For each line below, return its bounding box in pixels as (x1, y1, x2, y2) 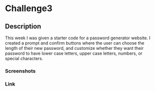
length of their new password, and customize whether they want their (5, 45, 144, 51)
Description (5, 22, 41, 30)
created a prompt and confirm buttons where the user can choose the (5, 40, 144, 46)
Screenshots (5, 67, 36, 74)
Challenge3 (5, 3, 53, 14)
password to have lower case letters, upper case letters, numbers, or (5, 50, 143, 56)
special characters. (5, 56, 44, 61)
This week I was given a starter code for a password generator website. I (5, 35, 151, 41)
